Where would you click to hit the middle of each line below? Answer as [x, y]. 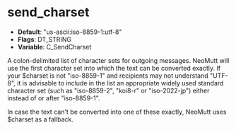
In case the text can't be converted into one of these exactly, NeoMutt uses [117, 112]
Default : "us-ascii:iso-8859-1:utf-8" [70, 32]
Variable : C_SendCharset [54, 47]
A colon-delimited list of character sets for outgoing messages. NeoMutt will [118, 60]
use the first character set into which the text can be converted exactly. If [114, 68]
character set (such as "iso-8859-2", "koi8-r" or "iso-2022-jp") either [108, 90]
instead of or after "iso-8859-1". [54, 98]
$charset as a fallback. [41, 119]
